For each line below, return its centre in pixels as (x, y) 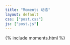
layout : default (22, 14)
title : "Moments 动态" (28, 10)
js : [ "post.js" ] (22, 24)
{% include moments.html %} (35, 38)
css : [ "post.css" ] (24, 19)
